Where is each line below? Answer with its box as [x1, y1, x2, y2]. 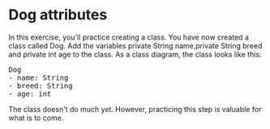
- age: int [8, 89, 52, 98]
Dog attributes [8, 6, 108, 24]
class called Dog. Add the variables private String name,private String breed [8, 40, 263, 50]
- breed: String [8, 81, 73, 90]
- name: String [8, 73, 69, 82]
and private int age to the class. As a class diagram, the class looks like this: [8, 49, 262, 59]
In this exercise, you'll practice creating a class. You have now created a [8, 32, 250, 42]
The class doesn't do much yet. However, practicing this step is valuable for [8, 104, 262, 114]
